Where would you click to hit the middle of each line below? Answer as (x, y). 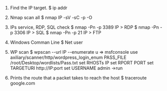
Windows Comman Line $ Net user (46, 42)
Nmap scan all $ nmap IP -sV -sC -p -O (51, 17)
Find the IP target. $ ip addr (38, 8)
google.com (23, 83)
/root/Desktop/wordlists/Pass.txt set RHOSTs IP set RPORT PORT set (82, 63)
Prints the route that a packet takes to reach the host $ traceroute (78, 78)
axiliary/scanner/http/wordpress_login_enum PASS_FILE (68, 57)
